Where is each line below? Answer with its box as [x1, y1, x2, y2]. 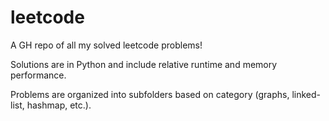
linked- [291, 88, 321, 100]
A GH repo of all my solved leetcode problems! [10, 39, 203, 51]
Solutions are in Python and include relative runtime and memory [10, 58, 278, 70]
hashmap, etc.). [26, 99, 92, 111]
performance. [10, 69, 67, 81]
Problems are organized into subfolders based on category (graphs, [10, 88, 290, 100]
